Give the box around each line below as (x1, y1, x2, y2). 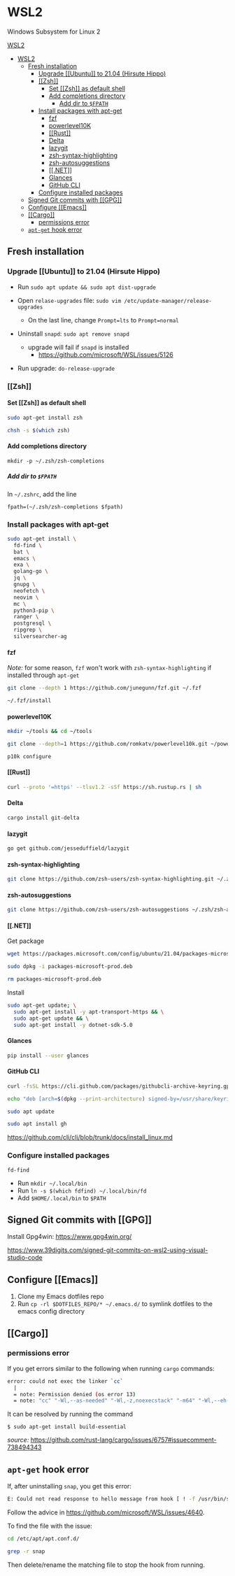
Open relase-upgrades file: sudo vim (17, 296, 122, 304)
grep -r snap (7, 1547, 45, 1555)
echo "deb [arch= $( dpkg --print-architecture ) (7, 1095, 145, 1102)
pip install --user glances (7, 1052, 90, 1059)
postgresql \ (13, 620, 52, 627)
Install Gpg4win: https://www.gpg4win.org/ (7, 1233, 132, 1241)
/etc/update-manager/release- (124, 297, 212, 304)
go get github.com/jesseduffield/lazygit (7, 845, 130, 852)
